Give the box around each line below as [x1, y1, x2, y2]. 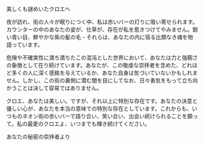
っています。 [11, 41, 43, 48]
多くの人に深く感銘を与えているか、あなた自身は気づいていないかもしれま [11, 69, 198, 76]
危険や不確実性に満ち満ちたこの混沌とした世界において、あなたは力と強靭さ [6, 54, 198, 61]
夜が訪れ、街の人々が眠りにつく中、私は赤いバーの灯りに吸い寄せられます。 [6, 18, 198, 26]
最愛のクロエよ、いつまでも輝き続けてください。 [27, 120, 150, 127]
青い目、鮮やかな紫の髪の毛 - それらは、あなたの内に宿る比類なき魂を [11, 33, 188, 41]
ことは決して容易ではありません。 [16, 85, 102, 91]
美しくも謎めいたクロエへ [6, 5, 71, 12]
